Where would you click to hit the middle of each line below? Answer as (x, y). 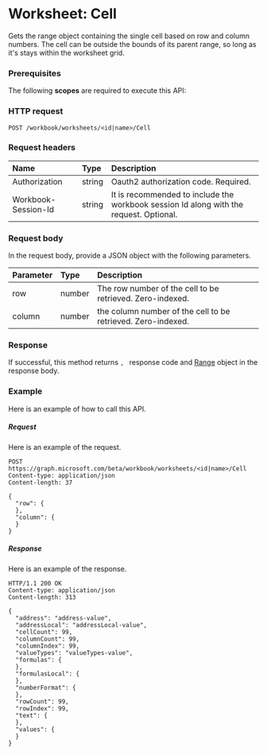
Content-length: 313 (43, 597)
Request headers (42, 148)
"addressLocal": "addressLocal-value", (81, 625)
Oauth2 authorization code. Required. (181, 181)
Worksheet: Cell (63, 14)
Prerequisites (35, 73)
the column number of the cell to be (164, 312)
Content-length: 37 (41, 482)
